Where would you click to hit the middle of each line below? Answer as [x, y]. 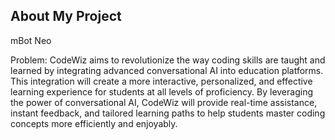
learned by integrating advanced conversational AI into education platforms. [167, 70]
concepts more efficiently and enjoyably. [94, 123]
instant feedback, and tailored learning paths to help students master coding [168, 113]
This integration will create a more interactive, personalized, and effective [161, 81]
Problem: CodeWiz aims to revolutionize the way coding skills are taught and [168, 60]
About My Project [66, 16]
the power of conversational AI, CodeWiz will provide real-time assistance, [164, 102]
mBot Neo [31, 40]
